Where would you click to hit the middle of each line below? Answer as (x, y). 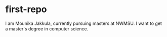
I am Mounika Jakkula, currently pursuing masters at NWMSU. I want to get (83, 23)
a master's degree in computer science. (47, 28)
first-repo (26, 9)
